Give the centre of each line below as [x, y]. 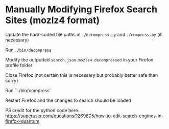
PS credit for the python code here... [44, 110]
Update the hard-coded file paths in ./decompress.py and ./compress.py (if [83, 34]
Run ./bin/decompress [29, 50]
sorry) [12, 80]
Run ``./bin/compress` [28, 90]
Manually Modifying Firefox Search [81, 9]
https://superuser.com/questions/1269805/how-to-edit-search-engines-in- [84, 116]
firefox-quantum [22, 121]
